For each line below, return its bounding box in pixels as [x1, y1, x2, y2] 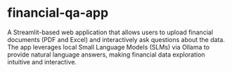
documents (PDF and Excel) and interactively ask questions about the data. [7, 35, 225, 43]
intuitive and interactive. [7, 57, 77, 66]
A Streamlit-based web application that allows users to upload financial [7, 28, 213, 36]
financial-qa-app [7, 5, 109, 21]
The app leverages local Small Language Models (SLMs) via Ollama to [7, 43, 210, 51]
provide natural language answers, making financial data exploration [7, 50, 205, 59]
